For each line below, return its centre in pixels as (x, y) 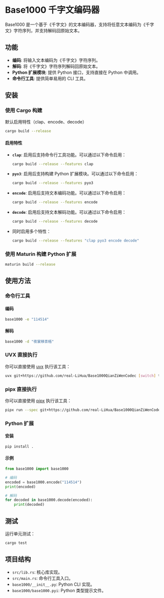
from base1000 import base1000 (37, 469)
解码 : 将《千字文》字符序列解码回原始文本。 (56, 66)
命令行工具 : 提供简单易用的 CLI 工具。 (50, 78)
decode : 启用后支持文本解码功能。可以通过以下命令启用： (69, 212)
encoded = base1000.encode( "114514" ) (43, 482)
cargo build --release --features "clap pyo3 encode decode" (76, 241)
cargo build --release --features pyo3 (53, 183)
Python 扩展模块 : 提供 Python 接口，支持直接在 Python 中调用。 (76, 72)
